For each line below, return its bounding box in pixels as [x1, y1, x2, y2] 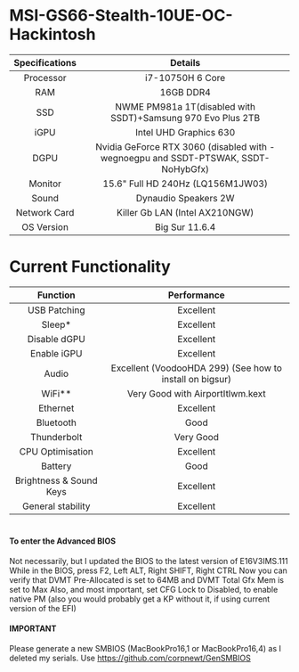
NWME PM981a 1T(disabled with [115, 100, 256, 112]
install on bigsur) [161, 373, 232, 385]
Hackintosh [9, 24, 96, 45]
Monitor [28, 177, 62, 190]
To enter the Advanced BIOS [9, 536, 117, 546]
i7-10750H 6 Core [145, 71, 226, 84]
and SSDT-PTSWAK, [152, 152, 240, 164]
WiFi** [41, 387, 72, 399]
